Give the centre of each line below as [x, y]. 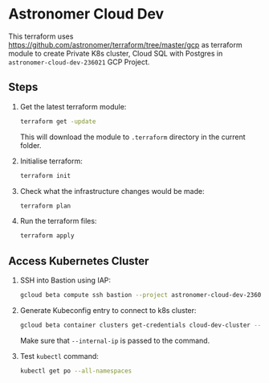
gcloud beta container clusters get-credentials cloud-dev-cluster [135, 325]
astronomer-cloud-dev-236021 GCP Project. [79, 62]
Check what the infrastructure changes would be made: [112, 191]
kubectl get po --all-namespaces [76, 371]
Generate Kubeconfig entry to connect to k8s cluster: [108, 310]
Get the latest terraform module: [73, 106]
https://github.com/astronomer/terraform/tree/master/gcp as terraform [125, 44]
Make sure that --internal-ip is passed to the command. [115, 340]
